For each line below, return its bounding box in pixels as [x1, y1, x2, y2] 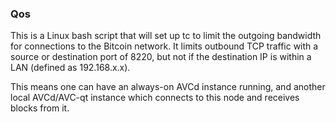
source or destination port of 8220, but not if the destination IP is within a [10, 51, 312, 63]
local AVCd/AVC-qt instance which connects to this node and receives [10, 92, 300, 104]
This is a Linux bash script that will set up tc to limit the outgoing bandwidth [10, 30, 322, 42]
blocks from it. [10, 102, 70, 114]
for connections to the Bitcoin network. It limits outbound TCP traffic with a [10, 40, 319, 52]
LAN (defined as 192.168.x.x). [10, 62, 131, 74]
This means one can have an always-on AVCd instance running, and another [10, 81, 326, 93]
